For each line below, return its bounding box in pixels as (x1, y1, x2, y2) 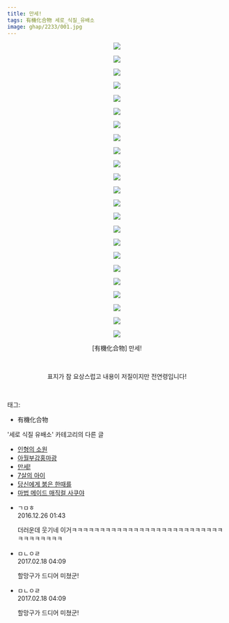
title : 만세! (7, 10, 42, 17)
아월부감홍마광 (17, 454, 57, 463)
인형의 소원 (17, 445, 48, 453)
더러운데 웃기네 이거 (17, 526, 72, 534)
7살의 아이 (17, 472, 46, 480)
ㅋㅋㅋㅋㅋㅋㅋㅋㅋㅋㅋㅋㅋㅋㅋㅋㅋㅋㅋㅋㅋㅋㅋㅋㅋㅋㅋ (71, 526, 223, 534)
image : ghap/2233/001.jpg (7, 23, 82, 30)
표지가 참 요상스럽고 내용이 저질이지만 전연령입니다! (47, 373, 187, 381)
